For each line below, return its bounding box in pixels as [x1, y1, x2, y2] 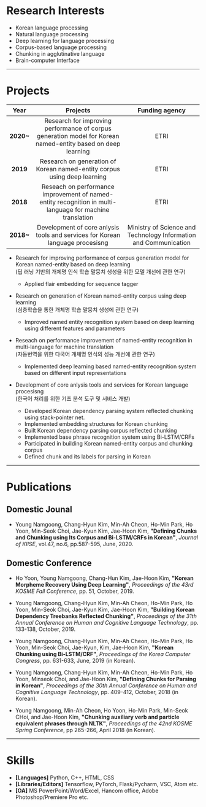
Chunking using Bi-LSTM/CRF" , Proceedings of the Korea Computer [15, 650, 191, 657]
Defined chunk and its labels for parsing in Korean [24, 452, 151, 460]
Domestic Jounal [6, 504, 72, 515]
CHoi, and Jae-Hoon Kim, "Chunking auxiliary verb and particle [15, 713, 180, 720]
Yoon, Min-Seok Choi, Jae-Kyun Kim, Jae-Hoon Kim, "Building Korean [15, 606, 195, 613]
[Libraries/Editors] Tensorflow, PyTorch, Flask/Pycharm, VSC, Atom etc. [15, 780, 199, 787]
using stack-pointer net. [24, 414, 85, 421]
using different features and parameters [24, 325, 126, 332]
